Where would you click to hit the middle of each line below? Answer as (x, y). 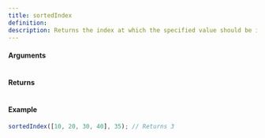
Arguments (27, 55)
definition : (28, 23)
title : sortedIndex (40, 15)
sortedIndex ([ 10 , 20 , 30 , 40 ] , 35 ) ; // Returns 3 (91, 126)
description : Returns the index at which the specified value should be (130, 30)
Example (23, 110)
